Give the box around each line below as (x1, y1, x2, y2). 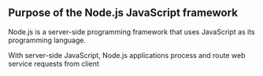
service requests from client (8, 59, 100, 68)
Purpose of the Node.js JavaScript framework (8, 6, 239, 20)
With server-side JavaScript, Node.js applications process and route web (8, 50, 246, 60)
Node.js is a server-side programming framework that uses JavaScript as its (8, 27, 255, 36)
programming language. (8, 35, 87, 45)
